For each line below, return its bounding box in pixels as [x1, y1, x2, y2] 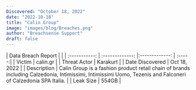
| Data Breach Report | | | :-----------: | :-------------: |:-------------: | [6, 52, 175, 59]
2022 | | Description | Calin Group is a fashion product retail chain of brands [6, 65, 190, 71]
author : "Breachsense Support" [6, 31, 83, 36]
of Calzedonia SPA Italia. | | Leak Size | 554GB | [6, 77, 122, 84]
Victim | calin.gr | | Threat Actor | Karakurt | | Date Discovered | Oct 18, [16, 58, 187, 65]
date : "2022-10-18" [6, 14, 54, 20]
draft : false [6, 36, 38, 42]
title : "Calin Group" [6, 19, 59, 25]
